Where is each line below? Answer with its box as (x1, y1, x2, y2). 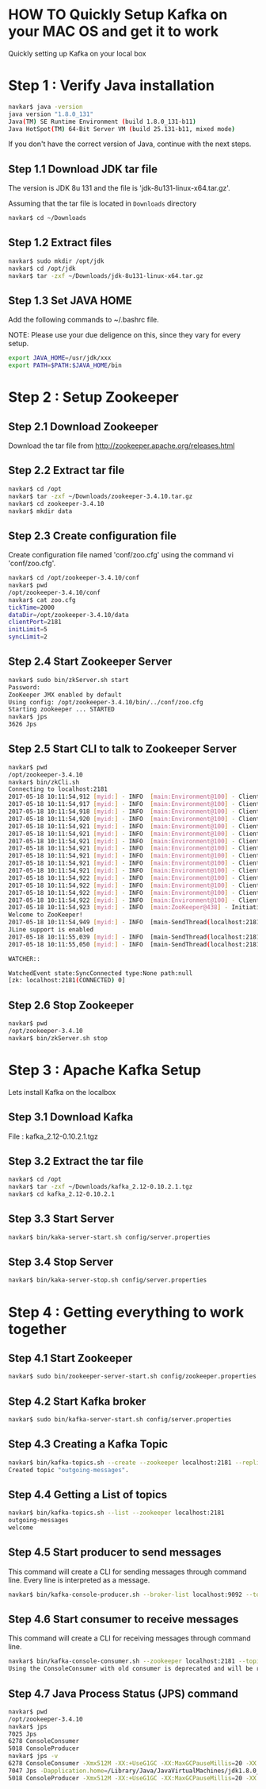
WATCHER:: (8, 954, 41, 962)
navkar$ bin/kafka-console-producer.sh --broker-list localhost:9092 (8, 1590, 243, 1598)
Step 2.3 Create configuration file (8, 529, 177, 542)
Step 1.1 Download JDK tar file (8, 162, 158, 175)
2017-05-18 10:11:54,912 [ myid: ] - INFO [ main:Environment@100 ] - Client (8, 792, 260, 801)
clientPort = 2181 (8, 618, 62, 627)
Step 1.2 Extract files (8, 236, 112, 249)
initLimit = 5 (8, 626, 47, 634)
